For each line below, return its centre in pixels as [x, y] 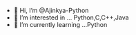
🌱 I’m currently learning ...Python [60, 25]
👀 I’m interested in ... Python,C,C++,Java [71, 17]
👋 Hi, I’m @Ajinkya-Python [51, 10]
